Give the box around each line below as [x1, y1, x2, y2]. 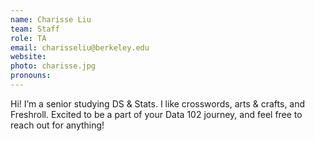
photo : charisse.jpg [10, 61, 97, 71]
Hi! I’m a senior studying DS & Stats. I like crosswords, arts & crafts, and [10, 97, 306, 110]
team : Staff [10, 24, 60, 34]
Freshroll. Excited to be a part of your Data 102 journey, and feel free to [10, 108, 303, 120]
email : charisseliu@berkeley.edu [10, 42, 150, 53]
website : [10, 52, 47, 62]
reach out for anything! [10, 119, 105, 131]
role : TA [10, 33, 47, 43]
